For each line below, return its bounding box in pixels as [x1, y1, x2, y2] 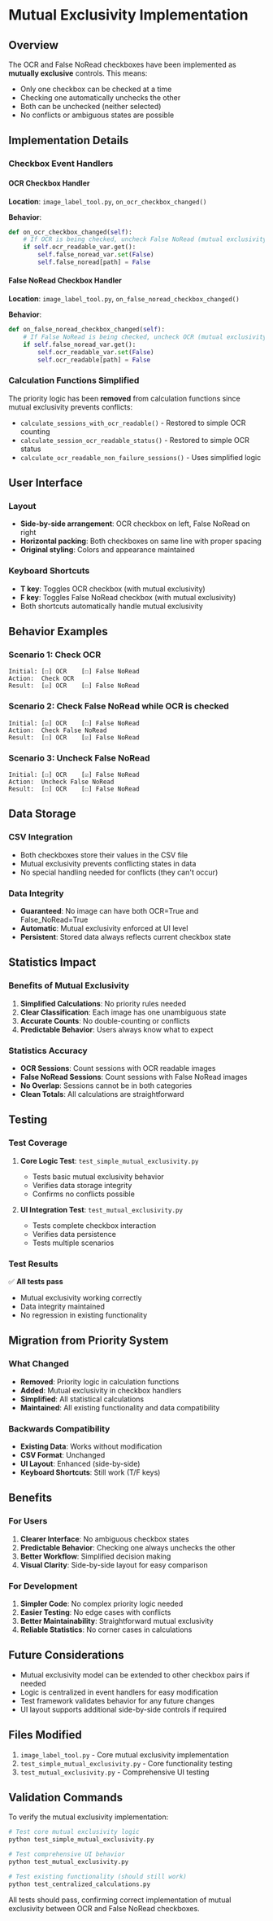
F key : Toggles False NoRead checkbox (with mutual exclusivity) [19, 592, 236, 602]
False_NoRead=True [19, 914, 89, 925]
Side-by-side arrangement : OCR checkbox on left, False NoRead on [19, 519, 250, 528]
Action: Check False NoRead [8, 726, 107, 735]
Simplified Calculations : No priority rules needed [19, 998, 187, 1008]
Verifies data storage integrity [32, 1180, 132, 1190]
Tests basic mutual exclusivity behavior [32, 1171, 164, 1182]
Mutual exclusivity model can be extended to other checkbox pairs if [19, 1669, 250, 1679]
